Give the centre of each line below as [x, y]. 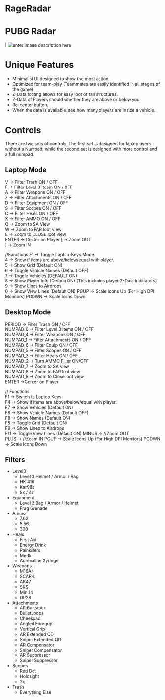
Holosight [29, 676]
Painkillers [30, 550]
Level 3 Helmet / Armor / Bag [49, 477]
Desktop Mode [28, 312]
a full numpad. [20, 154]
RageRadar [28, 9]
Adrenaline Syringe [39, 561]
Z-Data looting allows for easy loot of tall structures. [65, 94]
